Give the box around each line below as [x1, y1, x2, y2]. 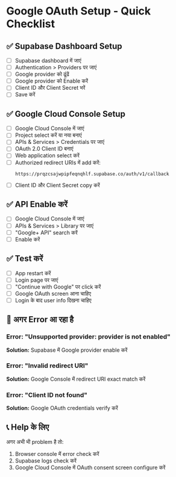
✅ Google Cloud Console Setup [6, 108, 125, 119]
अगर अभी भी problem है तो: [6, 438, 64, 445]
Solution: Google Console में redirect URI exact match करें [6, 375, 146, 382]
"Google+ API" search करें [14, 229, 78, 236]
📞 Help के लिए [6, 422, 49, 432]
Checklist [6, 17, 55, 31]
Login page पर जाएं [14, 276, 58, 284]
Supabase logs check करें [14, 457, 77, 464]
